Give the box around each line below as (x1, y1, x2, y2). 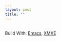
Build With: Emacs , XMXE (5, 30, 56, 36)
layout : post (5, 7, 32, 12)
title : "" (5, 12, 25, 17)
